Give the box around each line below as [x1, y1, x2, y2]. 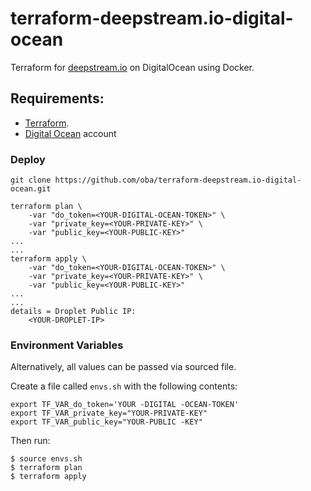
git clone [10, 175, 52, 186]
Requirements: [10, 90, 105, 107]
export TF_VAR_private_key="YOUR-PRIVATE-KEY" [10, 408, 208, 419]
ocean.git [10, 184, 52, 194]
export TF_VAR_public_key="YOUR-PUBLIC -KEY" [10, 417, 203, 427]
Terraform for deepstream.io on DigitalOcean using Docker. [10, 61, 255, 73]
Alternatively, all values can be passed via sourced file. [10, 361, 237, 373]
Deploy [10, 152, 46, 166]
